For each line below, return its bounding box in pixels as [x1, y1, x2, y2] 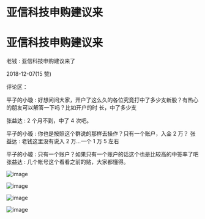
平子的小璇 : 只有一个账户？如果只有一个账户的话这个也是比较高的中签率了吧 [6, 150, 199, 158]
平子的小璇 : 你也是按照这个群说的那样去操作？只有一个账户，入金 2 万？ [6, 130, 189, 138]
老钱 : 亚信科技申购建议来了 [6, 58, 75, 65]
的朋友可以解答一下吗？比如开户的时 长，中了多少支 [6, 104, 136, 111]
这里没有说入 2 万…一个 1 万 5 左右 [32, 138, 119, 145]
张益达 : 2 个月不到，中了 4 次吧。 [6, 117, 92, 124]
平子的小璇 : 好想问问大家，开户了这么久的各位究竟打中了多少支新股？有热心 [6, 96, 199, 104]
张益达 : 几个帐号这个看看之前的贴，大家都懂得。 [6, 158, 129, 166]
